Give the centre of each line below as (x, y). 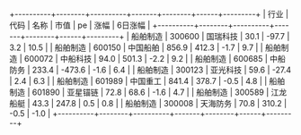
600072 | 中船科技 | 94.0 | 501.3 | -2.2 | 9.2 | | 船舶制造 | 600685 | (146, 59)
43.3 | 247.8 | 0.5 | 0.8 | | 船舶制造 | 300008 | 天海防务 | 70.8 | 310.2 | (159, 103)
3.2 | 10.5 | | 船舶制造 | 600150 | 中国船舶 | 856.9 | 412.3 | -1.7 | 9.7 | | (136, 47)
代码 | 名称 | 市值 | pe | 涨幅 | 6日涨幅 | (80, 25)
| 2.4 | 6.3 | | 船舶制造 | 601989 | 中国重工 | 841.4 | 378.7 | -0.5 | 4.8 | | (138, 81)
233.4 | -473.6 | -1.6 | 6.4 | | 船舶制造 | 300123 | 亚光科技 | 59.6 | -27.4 (162, 70)
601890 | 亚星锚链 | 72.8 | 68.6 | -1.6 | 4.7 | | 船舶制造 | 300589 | (150, 92)
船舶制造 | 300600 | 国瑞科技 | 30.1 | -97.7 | (211, 36)
